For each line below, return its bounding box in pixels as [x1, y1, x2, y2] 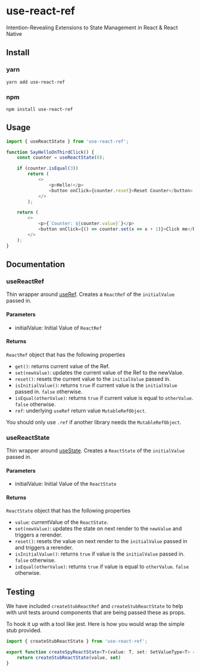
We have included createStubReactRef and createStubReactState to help [6, 603, 183, 610]
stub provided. [6, 627, 42, 634]
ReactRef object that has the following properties [6, 351, 126, 358]
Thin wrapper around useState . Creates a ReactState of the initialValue [6, 447, 185, 454]
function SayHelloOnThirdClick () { [6, 149, 95, 155]
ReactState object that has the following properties [6, 507, 131, 514]
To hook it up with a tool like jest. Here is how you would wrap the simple [6, 621, 185, 628]
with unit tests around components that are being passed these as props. [6, 609, 186, 616]
